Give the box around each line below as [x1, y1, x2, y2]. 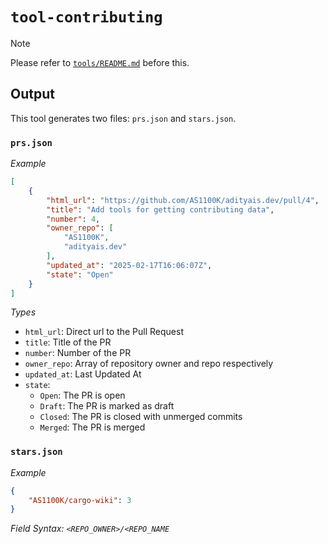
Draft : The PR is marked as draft [39, 400, 175, 412]
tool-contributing [10, 8, 163, 27]
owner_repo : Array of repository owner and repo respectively [24, 358, 274, 370]
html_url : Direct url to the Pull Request [24, 326, 184, 338]
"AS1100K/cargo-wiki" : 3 [28, 495, 132, 505]
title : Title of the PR [24, 336, 112, 348]
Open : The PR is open [39, 389, 126, 402]
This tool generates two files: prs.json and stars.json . [10, 112, 237, 124]
